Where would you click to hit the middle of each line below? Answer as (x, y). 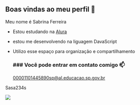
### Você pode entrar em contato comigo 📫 (69, 65)
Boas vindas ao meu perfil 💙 (50, 9)
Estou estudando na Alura (40, 32)
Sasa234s (16, 88)
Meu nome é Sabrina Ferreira (36, 21)
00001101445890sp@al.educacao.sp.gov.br (59, 78)
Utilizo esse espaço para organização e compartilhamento (74, 51)
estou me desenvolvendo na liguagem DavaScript (65, 41)
